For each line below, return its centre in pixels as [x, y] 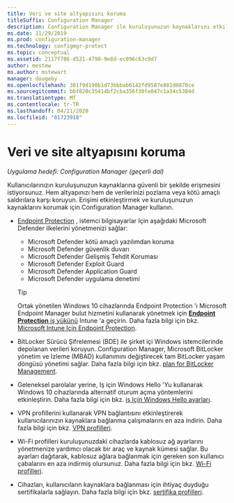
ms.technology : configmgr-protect [57, 46]
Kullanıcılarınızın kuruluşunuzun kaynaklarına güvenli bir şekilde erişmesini [114, 185]
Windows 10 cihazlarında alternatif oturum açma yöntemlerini [105, 392]
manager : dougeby [32, 78]
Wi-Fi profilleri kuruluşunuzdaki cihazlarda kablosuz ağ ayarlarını [110, 441]
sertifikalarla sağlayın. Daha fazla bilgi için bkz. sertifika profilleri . [110, 492]
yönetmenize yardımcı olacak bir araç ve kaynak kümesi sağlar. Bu [112, 449]
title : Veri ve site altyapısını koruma [67, 14]
